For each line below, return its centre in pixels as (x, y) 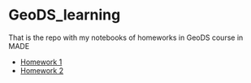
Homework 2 (42, 70)
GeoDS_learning (65, 15)
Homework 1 (41, 62)
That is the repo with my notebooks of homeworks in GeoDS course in (126, 37)
